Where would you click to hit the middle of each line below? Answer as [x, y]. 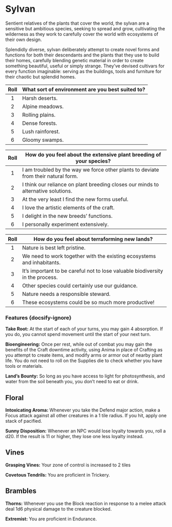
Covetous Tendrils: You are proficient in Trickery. [58, 475]
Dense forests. [40, 123]
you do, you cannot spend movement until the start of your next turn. [78, 334]
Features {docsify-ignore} [38, 317]
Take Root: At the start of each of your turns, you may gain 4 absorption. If [84, 329]
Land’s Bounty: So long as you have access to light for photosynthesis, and [85, 376]
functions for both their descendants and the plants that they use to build [82, 55]
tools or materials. [24, 366]
